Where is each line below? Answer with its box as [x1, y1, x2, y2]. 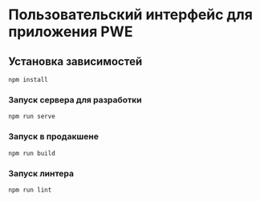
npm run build [8, 149, 56, 157]
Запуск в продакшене [8, 131, 99, 142]
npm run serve [8, 112, 56, 121]
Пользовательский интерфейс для [8, 6, 253, 24]
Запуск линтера [8, 168, 75, 179]
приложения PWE [8, 22, 133, 41]
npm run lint [8, 186, 52, 194]
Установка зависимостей [8, 55, 143, 68]
